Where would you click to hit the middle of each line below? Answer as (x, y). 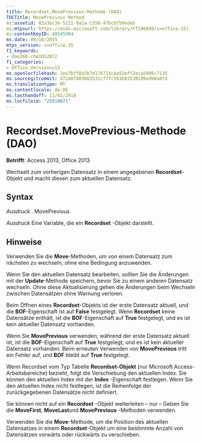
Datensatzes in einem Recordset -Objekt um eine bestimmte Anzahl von (95, 428)
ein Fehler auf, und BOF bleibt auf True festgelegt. (68, 355)
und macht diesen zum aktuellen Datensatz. (78, 178)
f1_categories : (25, 62)
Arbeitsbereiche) (27, 373)
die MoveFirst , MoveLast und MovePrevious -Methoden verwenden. (91, 410)
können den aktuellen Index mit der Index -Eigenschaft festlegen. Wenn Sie (100, 379)
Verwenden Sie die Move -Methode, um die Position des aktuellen (87, 422)
